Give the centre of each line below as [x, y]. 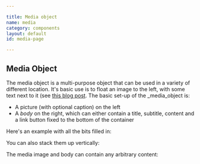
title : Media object [32, 17]
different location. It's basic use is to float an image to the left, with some [96, 89]
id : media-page [25, 39]
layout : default [26, 33]
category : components [33, 28]
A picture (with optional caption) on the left [67, 107]
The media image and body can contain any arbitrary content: [82, 154]
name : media [21, 22]
